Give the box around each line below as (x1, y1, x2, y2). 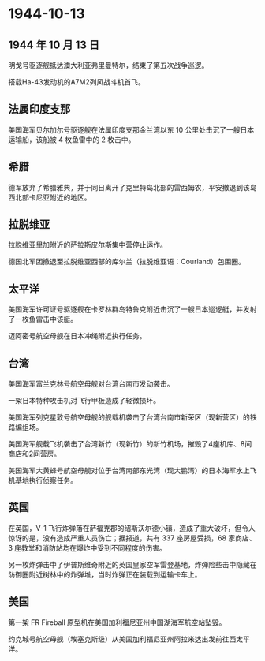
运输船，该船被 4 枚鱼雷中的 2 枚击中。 (8, 135, 136, 144)
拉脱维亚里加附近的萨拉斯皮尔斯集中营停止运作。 (8, 240, 167, 249)
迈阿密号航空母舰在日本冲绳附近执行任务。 (8, 331, 147, 341)
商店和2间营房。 (8, 449, 62, 458)
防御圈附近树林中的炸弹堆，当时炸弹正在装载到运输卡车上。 (8, 570, 202, 579)
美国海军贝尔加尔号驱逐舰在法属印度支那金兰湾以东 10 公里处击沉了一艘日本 (8, 125, 255, 134)
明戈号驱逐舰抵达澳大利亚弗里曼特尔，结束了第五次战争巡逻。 (8, 61, 209, 69)
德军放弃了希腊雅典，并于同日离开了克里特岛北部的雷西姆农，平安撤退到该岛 (8, 182, 257, 192)
